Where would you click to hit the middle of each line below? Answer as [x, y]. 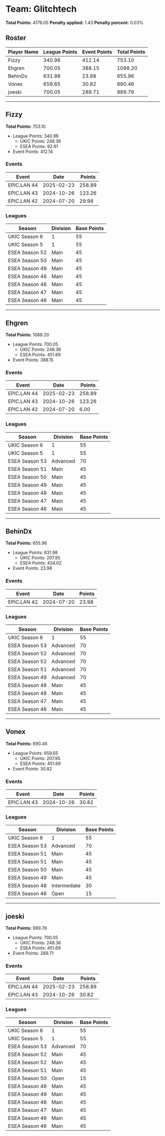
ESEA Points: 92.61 [39, 146]
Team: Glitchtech [41, 9]
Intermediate [66, 886]
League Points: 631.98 [35, 553]
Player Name [23, 51]
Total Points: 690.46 [27, 743]
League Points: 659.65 [35, 753]
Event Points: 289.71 [33, 953]
